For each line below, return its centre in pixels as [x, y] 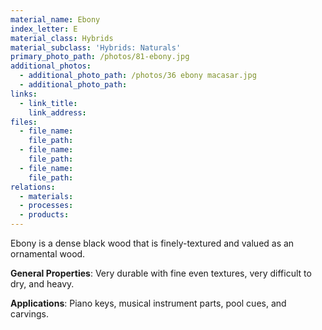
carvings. [30, 314]
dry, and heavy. [42, 284]
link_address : [57, 112]
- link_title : [48, 103]
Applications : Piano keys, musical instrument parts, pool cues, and [148, 303]
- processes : [46, 206]
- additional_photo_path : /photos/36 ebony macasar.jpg [138, 76]
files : [24, 122]
